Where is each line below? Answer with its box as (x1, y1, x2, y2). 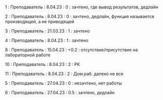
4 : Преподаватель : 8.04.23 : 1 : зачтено (5, 37, 89, 43)
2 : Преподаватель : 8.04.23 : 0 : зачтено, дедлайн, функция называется (5, 14, 155, 19)
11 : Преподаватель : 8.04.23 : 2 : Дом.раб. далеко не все (5, 71, 124, 77)
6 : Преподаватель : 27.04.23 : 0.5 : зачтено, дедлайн (5, 90, 115, 95)
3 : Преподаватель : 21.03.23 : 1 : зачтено (5, 28, 90, 33)
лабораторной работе (5, 52, 51, 58)
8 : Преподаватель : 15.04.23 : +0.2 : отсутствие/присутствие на (5, 47, 138, 52)
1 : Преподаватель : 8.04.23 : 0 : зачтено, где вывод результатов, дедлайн (5, 4, 159, 10)
